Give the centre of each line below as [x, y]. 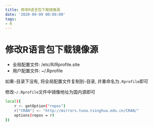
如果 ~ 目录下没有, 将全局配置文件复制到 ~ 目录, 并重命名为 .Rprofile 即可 [77, 81]
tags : [11, 19]
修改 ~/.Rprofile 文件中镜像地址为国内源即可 [50, 92]
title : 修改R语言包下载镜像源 [33, 10]
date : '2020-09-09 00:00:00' [35, 14]
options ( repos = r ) [34, 115]
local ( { [13, 102]
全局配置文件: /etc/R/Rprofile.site [46, 65]
